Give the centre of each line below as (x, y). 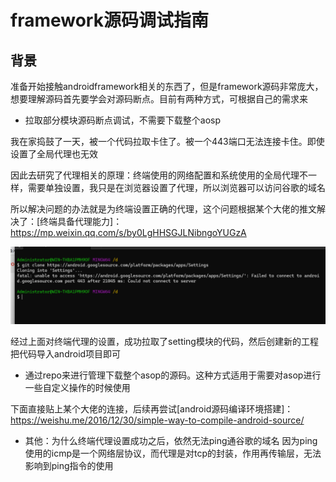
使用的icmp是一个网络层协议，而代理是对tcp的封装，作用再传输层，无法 (173, 453)
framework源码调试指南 (109, 20)
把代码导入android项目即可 (66, 354)
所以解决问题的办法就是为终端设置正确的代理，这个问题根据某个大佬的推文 (163, 209)
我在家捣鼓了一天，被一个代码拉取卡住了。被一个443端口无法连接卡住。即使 (167, 141)
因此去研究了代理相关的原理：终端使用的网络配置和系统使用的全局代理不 (159, 175)
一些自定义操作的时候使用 (77, 388)
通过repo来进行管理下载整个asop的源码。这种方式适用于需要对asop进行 (173, 375)
